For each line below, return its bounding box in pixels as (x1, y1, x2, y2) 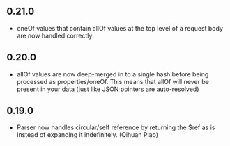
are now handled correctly (16, 31, 93, 40)
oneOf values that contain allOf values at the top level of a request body (16, 24, 224, 32)
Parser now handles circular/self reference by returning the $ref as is (16, 123, 215, 131)
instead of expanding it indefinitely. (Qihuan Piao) (16, 131, 158, 139)
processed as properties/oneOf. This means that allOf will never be (16, 77, 210, 86)
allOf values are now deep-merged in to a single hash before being (16, 70, 209, 79)
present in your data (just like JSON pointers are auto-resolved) (16, 85, 199, 93)
